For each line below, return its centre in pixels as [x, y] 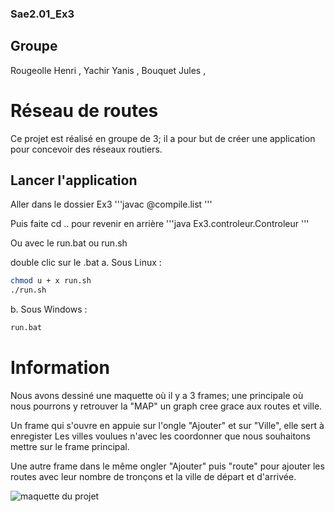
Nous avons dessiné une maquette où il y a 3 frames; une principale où [157, 396]
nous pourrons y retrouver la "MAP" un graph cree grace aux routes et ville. [166, 406]
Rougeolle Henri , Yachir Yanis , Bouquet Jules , [108, 70]
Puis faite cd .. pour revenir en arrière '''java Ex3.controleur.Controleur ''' [160, 224]
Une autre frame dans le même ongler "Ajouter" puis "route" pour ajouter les [167, 466]
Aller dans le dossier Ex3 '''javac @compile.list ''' [111, 204]
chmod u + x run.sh [51, 281]
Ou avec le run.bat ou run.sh [69, 243]
